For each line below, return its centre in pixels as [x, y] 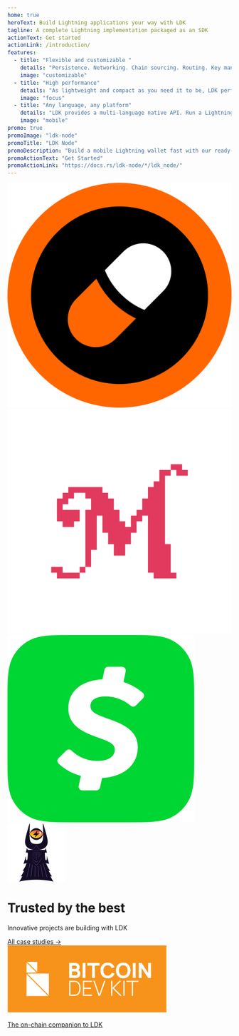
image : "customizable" [54, 75]
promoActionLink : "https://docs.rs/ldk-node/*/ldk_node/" [95, 166]
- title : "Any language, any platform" [73, 106]
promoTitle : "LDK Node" [43, 143]
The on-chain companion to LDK [55, 1025]
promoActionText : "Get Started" [55, 158]
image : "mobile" [44, 121]
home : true [23, 15]
